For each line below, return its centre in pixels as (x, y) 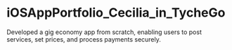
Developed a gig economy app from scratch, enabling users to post (104, 32)
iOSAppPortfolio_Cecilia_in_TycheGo (116, 13)
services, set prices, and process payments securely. (84, 39)
